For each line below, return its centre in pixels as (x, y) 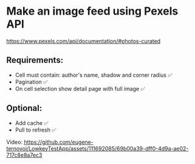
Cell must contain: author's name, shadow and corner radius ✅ (94, 75)
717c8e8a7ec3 (24, 155)
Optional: (24, 108)
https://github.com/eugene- (59, 142)
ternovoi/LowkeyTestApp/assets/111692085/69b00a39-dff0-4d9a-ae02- (97, 148)
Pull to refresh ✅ (36, 130)
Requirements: (35, 60)
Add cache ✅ (32, 123)
